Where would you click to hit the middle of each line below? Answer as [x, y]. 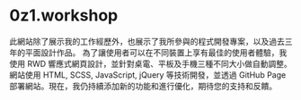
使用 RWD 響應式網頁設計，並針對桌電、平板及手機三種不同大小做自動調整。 [150, 63]
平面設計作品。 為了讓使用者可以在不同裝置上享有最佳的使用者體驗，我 [156, 52]
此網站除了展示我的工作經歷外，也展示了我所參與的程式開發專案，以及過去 [147, 41]
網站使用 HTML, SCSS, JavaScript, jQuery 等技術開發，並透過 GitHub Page [148, 75]
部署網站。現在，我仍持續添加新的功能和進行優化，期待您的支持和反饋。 [143, 86]
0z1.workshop [64, 16]
